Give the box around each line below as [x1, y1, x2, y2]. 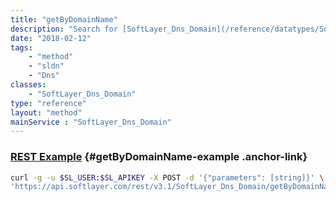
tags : [10, 42, 33, 53]
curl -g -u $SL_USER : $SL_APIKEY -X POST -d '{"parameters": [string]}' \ [10, 172, 325, 183]
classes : [10, 80, 47, 90]
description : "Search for [10, 24, 118, 34]
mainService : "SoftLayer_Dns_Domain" [10, 117, 172, 127]
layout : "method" [10, 107, 83, 118]
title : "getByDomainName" [10, 14, 118, 25]
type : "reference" [10, 98, 87, 108]
